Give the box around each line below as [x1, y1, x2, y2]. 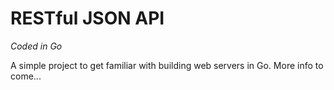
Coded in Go [10, 40, 63, 52]
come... [10, 70, 42, 82]
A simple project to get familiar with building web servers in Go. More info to [10, 59, 324, 71]
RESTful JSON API [10, 7, 165, 30]
